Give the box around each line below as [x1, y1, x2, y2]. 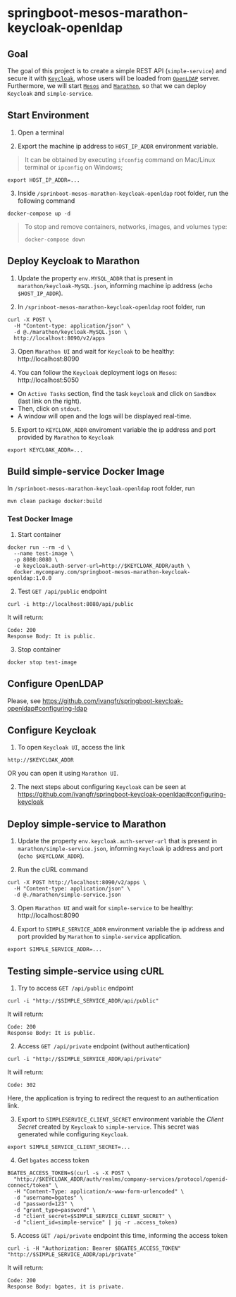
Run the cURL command [17, 865, 89, 874]
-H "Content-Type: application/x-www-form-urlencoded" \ [13, 1188, 185, 1195]
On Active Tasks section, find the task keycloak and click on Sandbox [17, 389, 216, 397]
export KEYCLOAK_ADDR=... [7, 446, 83, 454]
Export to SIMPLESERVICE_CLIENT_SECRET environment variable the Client [17, 1115, 224, 1123]
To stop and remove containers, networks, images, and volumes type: [24, 222, 228, 230]
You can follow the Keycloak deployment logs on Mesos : [17, 368, 178, 376]
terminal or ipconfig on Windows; [24, 163, 123, 171]
